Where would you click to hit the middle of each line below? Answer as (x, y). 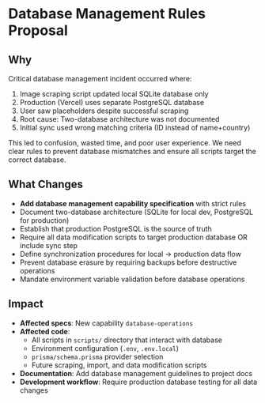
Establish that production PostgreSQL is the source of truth (115, 228)
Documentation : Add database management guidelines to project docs (136, 373)
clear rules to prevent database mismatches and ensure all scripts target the (132, 151)
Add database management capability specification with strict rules (133, 203)
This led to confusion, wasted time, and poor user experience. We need (125, 143)
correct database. (37, 160)
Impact (26, 304)
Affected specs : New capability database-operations (106, 323)
